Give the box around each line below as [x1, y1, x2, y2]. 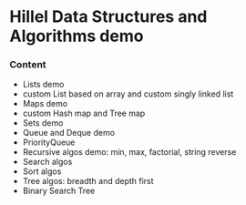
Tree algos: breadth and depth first [22, 176, 154, 187]
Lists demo [22, 79, 65, 90]
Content [9, 58, 47, 71]
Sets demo [22, 118, 64, 128]
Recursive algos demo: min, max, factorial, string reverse [22, 147, 237, 158]
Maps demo [22, 98, 68, 109]
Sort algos [22, 166, 62, 177]
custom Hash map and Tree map [22, 108, 146, 119]
